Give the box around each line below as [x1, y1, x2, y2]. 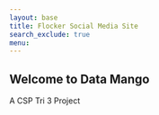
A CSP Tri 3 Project [9, 95, 81, 106]
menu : [9, 38, 30, 48]
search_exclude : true [9, 30, 91, 39]
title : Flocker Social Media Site [9, 22, 139, 31]
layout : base [9, 13, 58, 22]
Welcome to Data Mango [9, 71, 150, 86]
